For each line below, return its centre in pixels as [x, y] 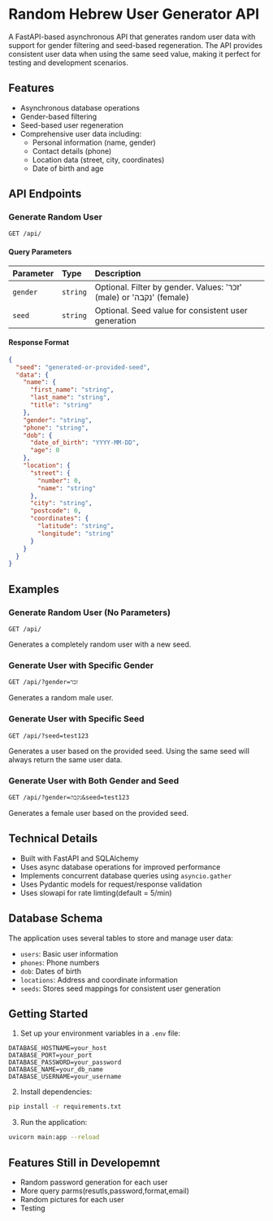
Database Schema [56, 919]
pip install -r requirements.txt [65, 1107]
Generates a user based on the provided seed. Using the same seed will [129, 751]
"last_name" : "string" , [70, 398]
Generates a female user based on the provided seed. [99, 813]
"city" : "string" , [61, 504]
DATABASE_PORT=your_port [50, 1055]
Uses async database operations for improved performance [120, 866]
